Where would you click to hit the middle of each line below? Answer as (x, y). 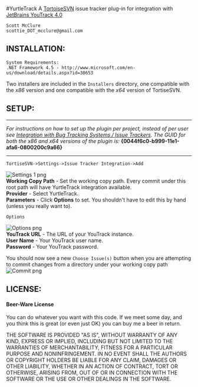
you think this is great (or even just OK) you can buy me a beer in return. (94, 324)
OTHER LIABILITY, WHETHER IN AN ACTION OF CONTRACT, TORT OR (92, 366)
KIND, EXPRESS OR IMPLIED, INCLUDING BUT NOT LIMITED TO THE (90, 342)
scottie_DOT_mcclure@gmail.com (44, 31)
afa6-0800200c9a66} (34, 147)
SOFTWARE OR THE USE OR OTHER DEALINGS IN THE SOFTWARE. (89, 379)
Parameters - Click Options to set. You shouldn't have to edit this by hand (96, 200)
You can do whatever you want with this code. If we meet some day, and (94, 317)
